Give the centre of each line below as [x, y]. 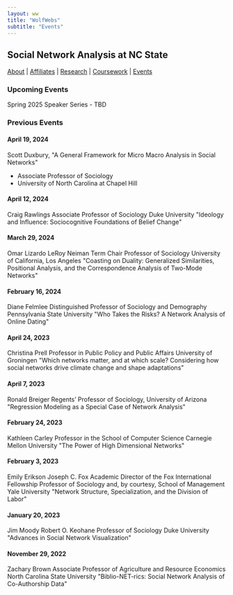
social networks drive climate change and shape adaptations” [96, 368]
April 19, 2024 [28, 139]
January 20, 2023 [34, 515]
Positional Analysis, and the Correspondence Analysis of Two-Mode [105, 268]
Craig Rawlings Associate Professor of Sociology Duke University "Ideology [115, 214]
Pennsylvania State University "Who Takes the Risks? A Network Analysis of [116, 315]
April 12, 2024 [28, 199]
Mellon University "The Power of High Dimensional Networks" [96, 445]
